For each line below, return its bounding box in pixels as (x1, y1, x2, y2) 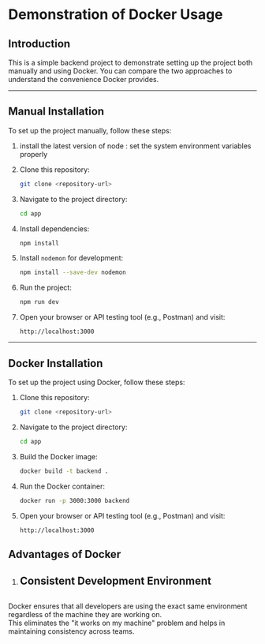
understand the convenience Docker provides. (8, 75, 159, 84)
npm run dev (19, 298, 59, 306)
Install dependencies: (19, 223, 90, 234)
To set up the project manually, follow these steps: (8, 125, 172, 135)
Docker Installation (8, 357, 103, 370)
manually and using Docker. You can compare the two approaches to (8, 66, 233, 76)
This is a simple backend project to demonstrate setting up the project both (8, 58, 253, 67)
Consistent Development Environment (19, 575, 211, 588)
